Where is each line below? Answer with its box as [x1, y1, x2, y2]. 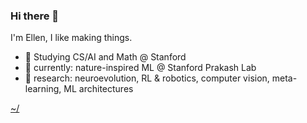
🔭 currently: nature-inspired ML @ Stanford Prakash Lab [24, 62, 257, 74]
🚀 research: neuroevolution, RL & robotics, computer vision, [24, 72, 270, 84]
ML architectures [63, 83, 134, 95]
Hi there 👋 [10, 9, 60, 23]
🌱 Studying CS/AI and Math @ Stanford [24, 51, 187, 63]
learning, [24, 83, 62, 95]
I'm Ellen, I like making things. [10, 32, 133, 44]
